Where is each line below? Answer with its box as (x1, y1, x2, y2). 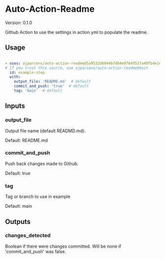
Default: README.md (5, 137, 48, 143)
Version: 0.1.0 (5, 20, 32, 26)
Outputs (5, 217, 31, 226)
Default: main (5, 203, 32, 209)
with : (9, 75, 21, 80)
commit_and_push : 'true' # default (14, 84, 89, 89)
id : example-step (9, 70, 45, 75)
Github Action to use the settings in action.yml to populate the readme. (5, 29, 148, 35)
